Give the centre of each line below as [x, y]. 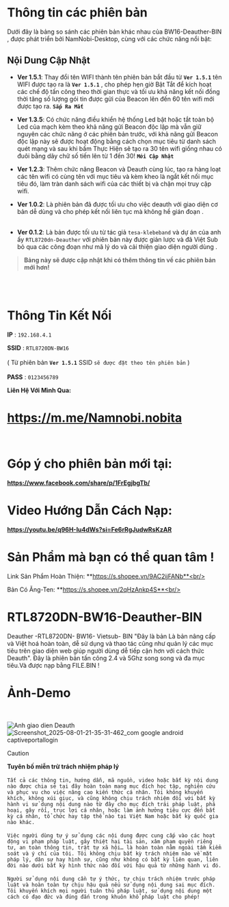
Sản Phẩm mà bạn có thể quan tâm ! [111, 557]
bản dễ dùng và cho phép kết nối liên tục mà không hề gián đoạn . [110, 211]
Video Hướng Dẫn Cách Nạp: [90, 510]
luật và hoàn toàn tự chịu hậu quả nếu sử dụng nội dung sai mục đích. [111, 885]
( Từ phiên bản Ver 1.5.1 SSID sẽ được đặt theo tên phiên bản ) [98, 362]
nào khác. [21, 822]
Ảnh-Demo [39, 693]
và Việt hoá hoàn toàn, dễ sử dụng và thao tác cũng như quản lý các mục [110, 643]
